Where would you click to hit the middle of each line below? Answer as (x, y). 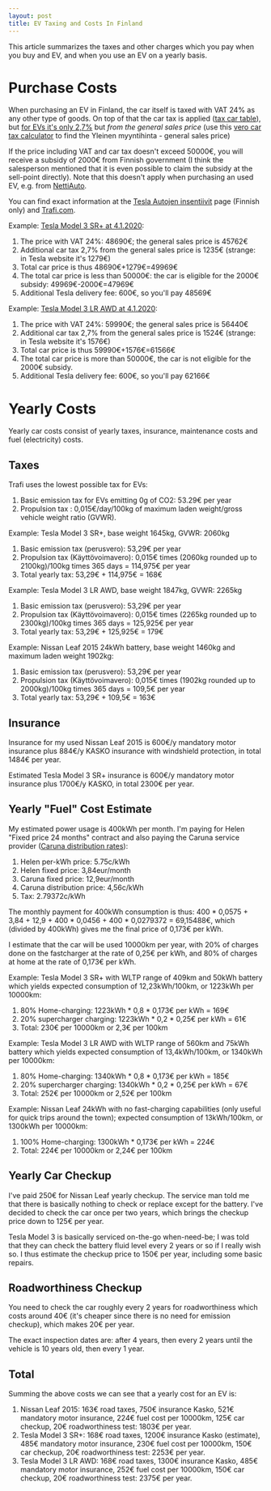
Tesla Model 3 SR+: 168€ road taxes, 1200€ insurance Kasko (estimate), (140, 1435)
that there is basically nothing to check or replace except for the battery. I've (136, 1204)
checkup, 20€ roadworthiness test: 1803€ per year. (106, 1427)
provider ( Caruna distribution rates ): (68, 845)
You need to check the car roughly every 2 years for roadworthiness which (133, 1307)
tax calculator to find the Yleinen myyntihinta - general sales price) (119, 136)
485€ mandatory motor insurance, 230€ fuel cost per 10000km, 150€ (136, 1444)
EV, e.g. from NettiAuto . (48, 186)
